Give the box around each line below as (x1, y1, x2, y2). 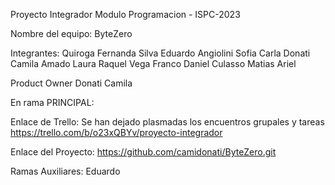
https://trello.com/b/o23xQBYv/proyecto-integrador (10, 127, 223, 138)
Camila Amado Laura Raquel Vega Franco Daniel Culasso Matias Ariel (10, 58, 297, 69)
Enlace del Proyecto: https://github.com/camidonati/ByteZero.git (10, 146, 277, 158)
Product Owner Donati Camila (10, 77, 133, 89)
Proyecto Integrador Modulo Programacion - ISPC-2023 (10, 9, 241, 20)
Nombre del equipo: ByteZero (10, 28, 133, 39)
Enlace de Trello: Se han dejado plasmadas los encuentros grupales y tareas (10, 116, 325, 128)
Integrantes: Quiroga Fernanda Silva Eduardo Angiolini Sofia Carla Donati (10, 47, 311, 59)
